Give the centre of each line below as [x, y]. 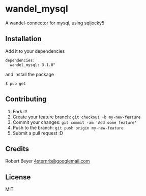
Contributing [26, 99]
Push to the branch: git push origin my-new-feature [68, 127]
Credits [17, 149]
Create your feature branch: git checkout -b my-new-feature [77, 117]
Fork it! [20, 111]
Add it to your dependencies [35, 51]
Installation [23, 39]
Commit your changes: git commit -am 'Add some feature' [75, 122]
